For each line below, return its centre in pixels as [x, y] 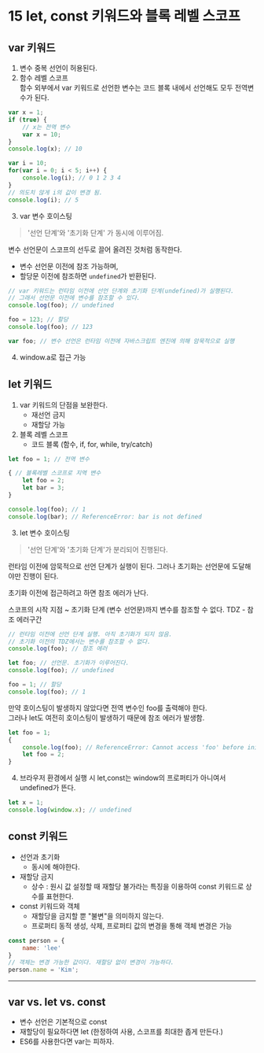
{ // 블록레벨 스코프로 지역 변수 [55, 473]
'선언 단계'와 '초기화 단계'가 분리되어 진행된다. [98, 549]
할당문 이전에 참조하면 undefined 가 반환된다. [88, 275]
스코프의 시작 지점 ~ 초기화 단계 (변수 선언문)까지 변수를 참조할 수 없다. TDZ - [127, 609]
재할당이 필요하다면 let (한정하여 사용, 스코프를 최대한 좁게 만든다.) [121, 1031]
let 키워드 [30, 384]
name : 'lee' [42, 948]
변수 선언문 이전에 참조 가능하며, [69, 266]
